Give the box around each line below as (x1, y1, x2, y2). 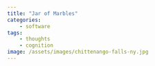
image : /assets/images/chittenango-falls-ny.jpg (7, 49, 149, 56)
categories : (7, 16, 41, 23)
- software (19, 23, 51, 30)
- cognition (19, 42, 53, 49)
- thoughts (19, 36, 51, 43)
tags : (7, 29, 23, 36)
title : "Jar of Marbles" (7, 10, 78, 17)
